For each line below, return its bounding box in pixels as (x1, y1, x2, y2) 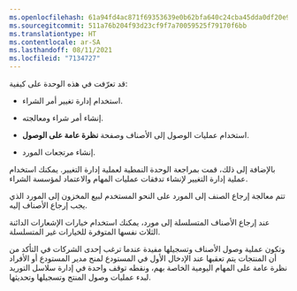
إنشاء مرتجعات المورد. (21, 147, 95, 157)
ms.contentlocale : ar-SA (9, 37, 101, 47)
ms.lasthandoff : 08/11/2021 (9, 46, 113, 55)
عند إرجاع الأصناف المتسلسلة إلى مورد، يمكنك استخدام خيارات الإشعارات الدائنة (9, 218, 270, 227)
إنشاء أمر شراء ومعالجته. (21, 112, 104, 123)
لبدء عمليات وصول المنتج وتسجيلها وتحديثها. (9, 272, 152, 282)
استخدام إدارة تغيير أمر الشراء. (21, 96, 124, 106)
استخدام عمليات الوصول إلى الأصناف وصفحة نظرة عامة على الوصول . (21, 130, 249, 140)
